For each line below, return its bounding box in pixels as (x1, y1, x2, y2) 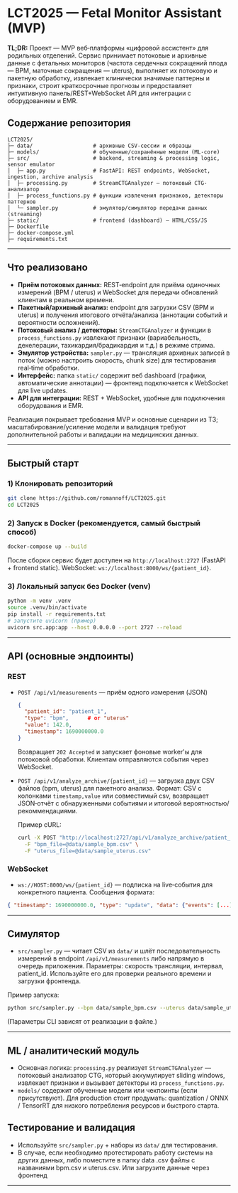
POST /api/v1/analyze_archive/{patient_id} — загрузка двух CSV (17, 776, 215, 785)
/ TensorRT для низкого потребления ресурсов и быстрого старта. (17, 1101, 220, 1110)
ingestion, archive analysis (7, 173, 93, 181)
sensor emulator (7, 161, 55, 168)
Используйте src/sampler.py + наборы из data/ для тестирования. (17, 1140, 218, 1149)
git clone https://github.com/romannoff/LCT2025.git (7, 495, 166, 502)
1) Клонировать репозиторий (7, 478, 113, 488)
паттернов (7, 198, 37, 205)
